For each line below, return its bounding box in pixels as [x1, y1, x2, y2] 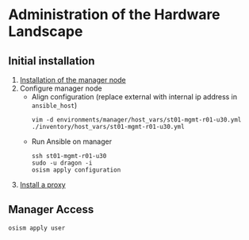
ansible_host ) [31, 101, 78, 110]
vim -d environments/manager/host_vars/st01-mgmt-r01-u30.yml [31, 116, 242, 124]
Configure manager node [19, 83, 102, 93]
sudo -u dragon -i [31, 159, 93, 167]
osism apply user [8, 224, 66, 232]
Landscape [8, 22, 83, 41]
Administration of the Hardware [8, 6, 220, 24]
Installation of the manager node [19, 75, 127, 84]
